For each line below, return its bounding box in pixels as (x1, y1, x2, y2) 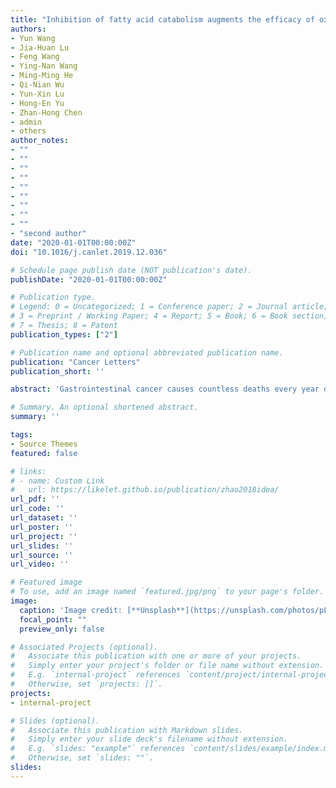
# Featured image (10, 577, 83, 588)
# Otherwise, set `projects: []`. (10, 679, 163, 689)
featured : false (10, 448, 78, 458)
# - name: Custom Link (10, 476, 105, 486)
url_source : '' (10, 550, 74, 560)
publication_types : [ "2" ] (10, 329, 118, 340)
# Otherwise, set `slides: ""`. (10, 753, 155, 763)
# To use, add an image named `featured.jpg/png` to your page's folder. (10, 587, 325, 597)
